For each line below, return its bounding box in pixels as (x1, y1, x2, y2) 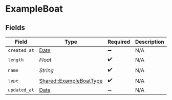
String (39, 66, 54, 74)
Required (107, 39, 131, 45)
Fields (5, 23, 26, 32)
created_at (8, 48, 34, 53)
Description (135, 39, 165, 45)
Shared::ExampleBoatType (39, 77, 103, 84)
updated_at (8, 87, 34, 93)
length (8, 57, 24, 62)
